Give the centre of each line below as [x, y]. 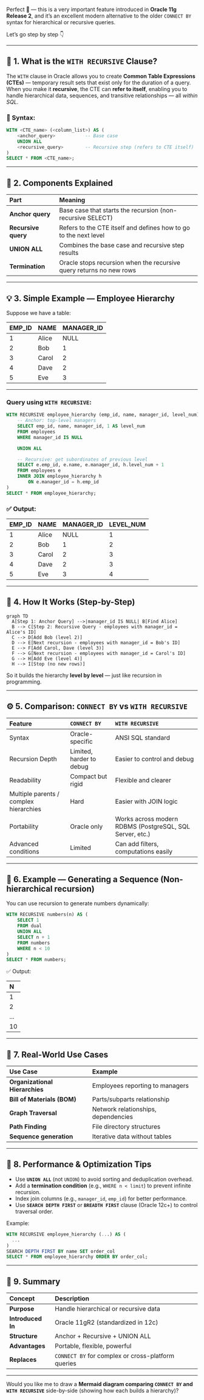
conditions [24, 851]
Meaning [72, 200]
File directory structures [126, 1127]
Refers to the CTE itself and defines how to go [124, 228]
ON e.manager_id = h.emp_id [63, 482]
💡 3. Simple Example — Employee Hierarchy [90, 298]
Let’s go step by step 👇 [35, 34]
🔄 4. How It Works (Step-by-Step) [71, 602]
